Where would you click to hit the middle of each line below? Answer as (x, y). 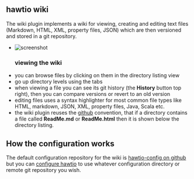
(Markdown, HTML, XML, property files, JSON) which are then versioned (94, 30)
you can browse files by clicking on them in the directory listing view (97, 75)
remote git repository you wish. (44, 170)
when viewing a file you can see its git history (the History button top (98, 88)
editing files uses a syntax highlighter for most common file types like (98, 100)
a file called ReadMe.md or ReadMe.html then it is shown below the (97, 119)
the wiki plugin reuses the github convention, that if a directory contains (101, 113)
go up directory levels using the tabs (58, 82)
